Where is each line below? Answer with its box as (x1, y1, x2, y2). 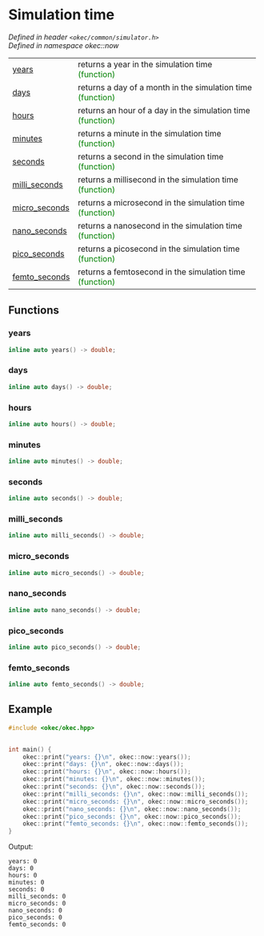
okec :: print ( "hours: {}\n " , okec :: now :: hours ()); (22, 768, 192, 776)
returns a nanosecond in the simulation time (77, 220, 242, 231)
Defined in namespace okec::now (8, 40, 119, 50)
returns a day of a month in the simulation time (77, 82, 252, 93)
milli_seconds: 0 (8, 893, 66, 901)
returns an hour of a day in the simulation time (77, 104, 250, 115)
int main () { (8, 745, 52, 753)
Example (8, 703, 53, 716)
